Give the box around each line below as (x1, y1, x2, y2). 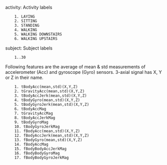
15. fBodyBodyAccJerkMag (14, 146, 67, 151)
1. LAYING (14, 14, 35, 19)
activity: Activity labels (5, 5, 53, 10)
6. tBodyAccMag (14, 106, 47, 111)
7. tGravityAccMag (14, 111, 53, 116)
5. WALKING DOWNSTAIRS (14, 32, 62, 37)
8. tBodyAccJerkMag (14, 115, 56, 120)
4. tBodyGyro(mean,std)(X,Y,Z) (14, 98, 80, 103)
